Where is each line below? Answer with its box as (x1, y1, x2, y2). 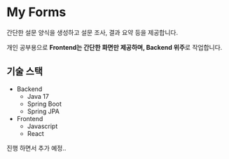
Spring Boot (27, 99, 62, 108)
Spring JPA (27, 106, 60, 116)
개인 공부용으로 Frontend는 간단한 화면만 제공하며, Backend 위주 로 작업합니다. (6, 43, 223, 51)
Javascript (27, 122, 58, 130)
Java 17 (27, 92, 50, 100)
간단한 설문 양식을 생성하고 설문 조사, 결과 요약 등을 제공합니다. (6, 28, 179, 36)
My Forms (6, 4, 67, 20)
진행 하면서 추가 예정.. (6, 144, 67, 152)
